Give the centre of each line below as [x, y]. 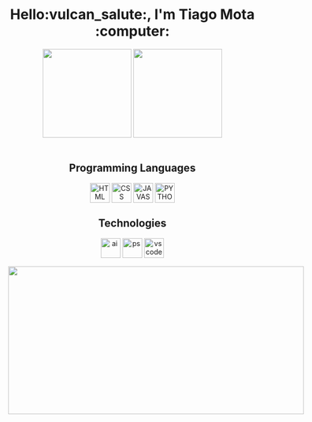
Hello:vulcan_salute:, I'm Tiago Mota [132, 15]
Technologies [132, 224]
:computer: [132, 31]
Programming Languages [132, 168]
